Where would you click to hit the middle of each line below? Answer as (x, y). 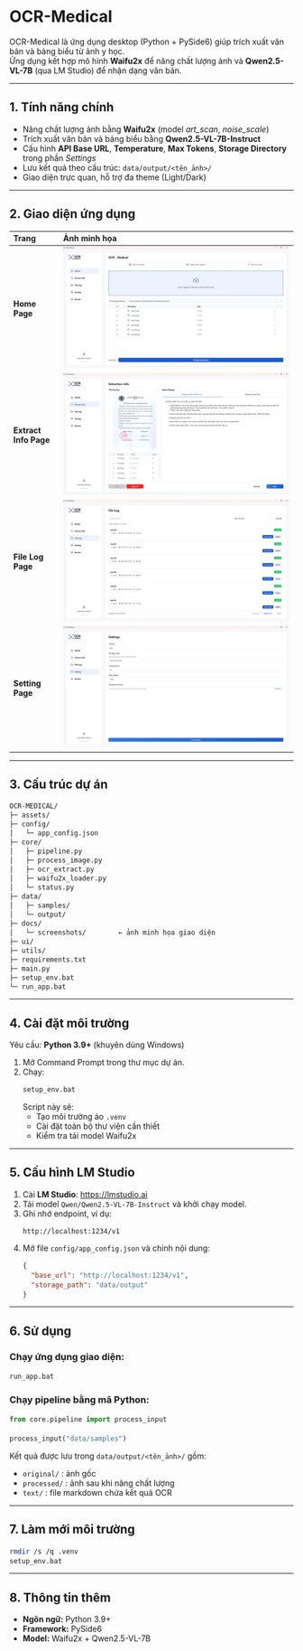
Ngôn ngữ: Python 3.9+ (67, 1619)
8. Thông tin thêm (60, 1597)
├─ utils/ (28, 951)
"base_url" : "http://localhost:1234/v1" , (110, 1275)
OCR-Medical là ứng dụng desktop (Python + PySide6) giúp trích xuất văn (147, 42)
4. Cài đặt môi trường (69, 1023)
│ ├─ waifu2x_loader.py (58, 878)
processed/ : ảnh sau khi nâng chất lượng (98, 1483)
